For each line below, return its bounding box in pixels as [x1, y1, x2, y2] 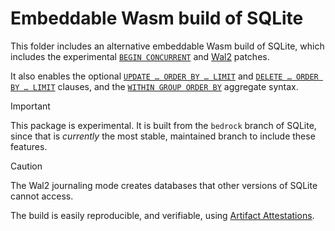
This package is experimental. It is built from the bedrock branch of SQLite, [10, 119, 317, 131]
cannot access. [10, 190, 74, 202]
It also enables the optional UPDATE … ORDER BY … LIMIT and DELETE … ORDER [10, 70, 319, 82]
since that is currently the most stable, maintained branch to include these [10, 130, 316, 142]
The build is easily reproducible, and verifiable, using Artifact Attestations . [10, 209, 315, 221]
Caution [10, 160, 43, 172]
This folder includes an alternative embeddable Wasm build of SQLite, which [10, 40, 325, 52]
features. [10, 140, 48, 152]
